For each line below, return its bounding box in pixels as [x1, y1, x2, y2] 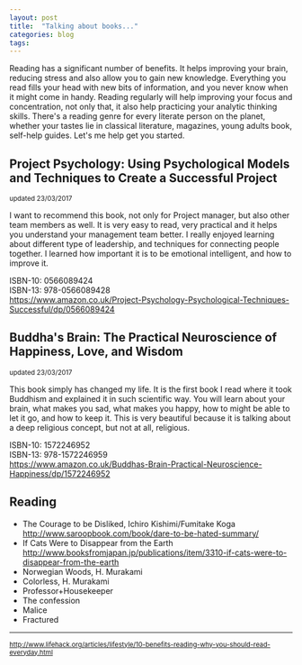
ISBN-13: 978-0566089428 [9, 285, 111, 296]
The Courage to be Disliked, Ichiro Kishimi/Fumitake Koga [22, 518, 236, 529]
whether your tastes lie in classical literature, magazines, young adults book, [9, 121, 292, 132]
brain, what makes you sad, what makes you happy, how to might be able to [9, 403, 290, 414]
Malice [22, 605, 48, 615]
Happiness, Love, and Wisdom [9, 344, 183, 360]
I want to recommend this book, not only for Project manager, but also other [9, 210, 290, 221]
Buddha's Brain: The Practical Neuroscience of [9, 330, 277, 345]
